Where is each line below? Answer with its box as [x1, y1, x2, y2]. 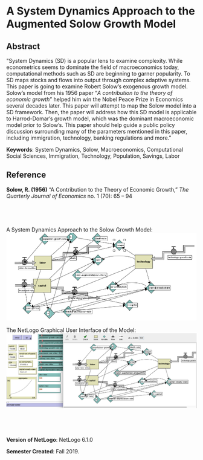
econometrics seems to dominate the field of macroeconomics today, [6, 63, 179, 71]
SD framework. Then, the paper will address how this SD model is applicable [6, 109, 197, 115]
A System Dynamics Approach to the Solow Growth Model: [6, 225, 153, 233]
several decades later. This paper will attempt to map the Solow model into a [6, 102, 196, 109]
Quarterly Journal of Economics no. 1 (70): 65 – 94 [6, 192, 133, 199]
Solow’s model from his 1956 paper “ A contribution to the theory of [6, 89, 173, 96]
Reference [6, 170, 47, 180]
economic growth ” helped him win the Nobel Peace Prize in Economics [6, 96, 183, 103]
